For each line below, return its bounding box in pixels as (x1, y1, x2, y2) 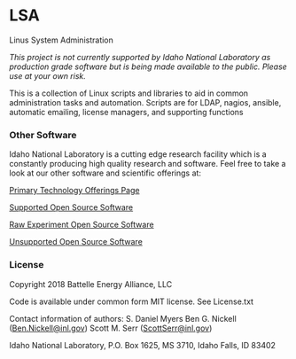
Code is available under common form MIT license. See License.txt (9, 296, 254, 307)
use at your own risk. (9, 70, 87, 81)
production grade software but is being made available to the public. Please (9, 61, 288, 72)
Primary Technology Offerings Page (9, 185, 140, 196)
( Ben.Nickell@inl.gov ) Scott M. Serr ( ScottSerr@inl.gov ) (9, 323, 213, 333)
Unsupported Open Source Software (9, 237, 144, 247)
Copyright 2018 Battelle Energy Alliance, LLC (9, 278, 173, 289)
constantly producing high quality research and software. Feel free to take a (9, 159, 286, 169)
